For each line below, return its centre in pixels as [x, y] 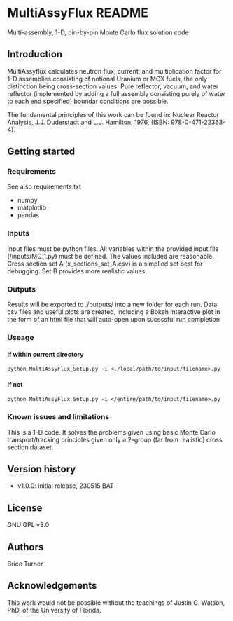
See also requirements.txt [44, 186]
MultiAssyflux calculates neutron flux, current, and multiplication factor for [114, 71]
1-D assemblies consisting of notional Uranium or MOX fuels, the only [107, 79]
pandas [28, 215]
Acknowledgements [52, 586]
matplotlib [32, 207]
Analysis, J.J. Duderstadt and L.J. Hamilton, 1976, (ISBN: [89, 122]
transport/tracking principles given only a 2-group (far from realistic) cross [115, 439]
